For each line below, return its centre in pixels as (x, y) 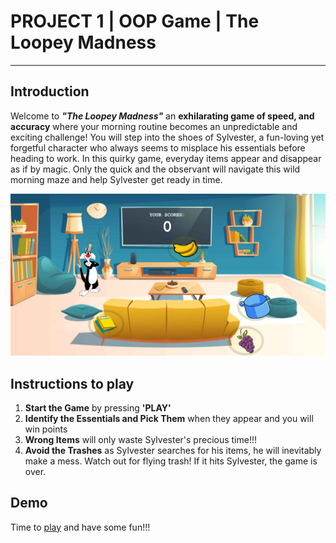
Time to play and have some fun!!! (80, 527)
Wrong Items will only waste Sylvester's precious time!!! (140, 439)
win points (46, 429)
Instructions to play (72, 383)
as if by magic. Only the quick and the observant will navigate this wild (155, 169)
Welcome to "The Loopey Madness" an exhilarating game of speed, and (162, 116)
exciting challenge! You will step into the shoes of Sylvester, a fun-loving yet (167, 137)
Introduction (50, 91)
